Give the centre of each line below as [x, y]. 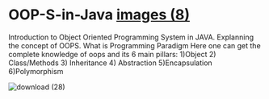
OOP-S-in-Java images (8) [99, 15]
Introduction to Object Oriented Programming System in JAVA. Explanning [131, 37]
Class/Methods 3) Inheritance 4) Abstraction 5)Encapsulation [110, 63]
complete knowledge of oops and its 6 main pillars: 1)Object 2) [112, 54]
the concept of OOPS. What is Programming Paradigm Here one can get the [134, 45]
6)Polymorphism [36, 71]
